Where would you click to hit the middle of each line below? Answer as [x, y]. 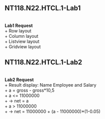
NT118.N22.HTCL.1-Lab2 [44, 62]
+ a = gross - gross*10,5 [30, 90]
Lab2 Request [19, 80]
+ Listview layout [22, 41]
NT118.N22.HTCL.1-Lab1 [43, 8]
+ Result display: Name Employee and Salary [51, 85]
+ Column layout [21, 36]
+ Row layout [18, 31]
